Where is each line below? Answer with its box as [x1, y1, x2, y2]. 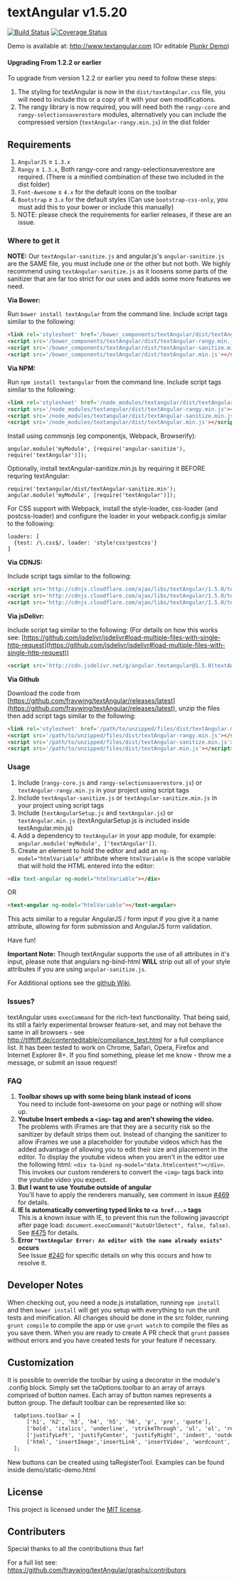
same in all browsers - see [7, 1028, 85, 1036]
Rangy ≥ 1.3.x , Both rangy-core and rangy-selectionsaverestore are [17, 165, 216, 173]
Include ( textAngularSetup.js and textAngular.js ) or [17, 808, 174, 817]
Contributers [7, 1525, 66, 1538]
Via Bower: [7, 296, 41, 305]
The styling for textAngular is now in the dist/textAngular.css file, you [17, 88, 225, 96]
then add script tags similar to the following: [7, 711, 137, 720]
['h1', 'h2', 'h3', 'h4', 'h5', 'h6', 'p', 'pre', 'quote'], [26, 1419, 212, 1426]
